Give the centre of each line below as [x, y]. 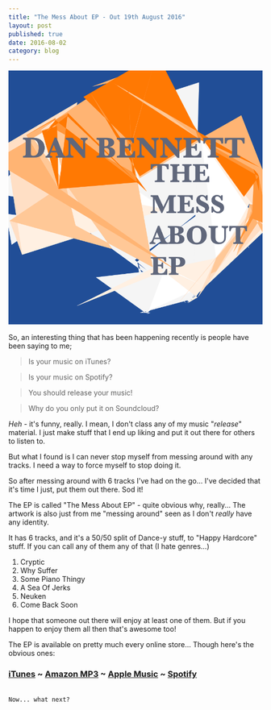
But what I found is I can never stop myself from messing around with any [131, 457]
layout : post [30, 25]
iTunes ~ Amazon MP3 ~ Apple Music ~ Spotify [103, 675]
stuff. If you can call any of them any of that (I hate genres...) [109, 546]
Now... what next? [39, 700]
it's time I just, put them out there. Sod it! [76, 490]
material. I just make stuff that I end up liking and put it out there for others [132, 433]
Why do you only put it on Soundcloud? [94, 409]
